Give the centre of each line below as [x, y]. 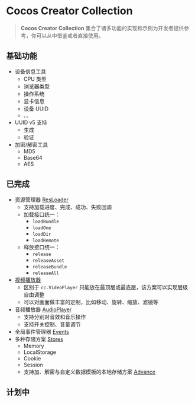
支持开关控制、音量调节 [52, 324]
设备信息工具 [30, 71]
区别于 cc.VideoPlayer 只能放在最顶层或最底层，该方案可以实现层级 [105, 287]
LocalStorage [40, 352]
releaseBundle [50, 267]
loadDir [42, 234]
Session [33, 365]
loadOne [42, 228]
